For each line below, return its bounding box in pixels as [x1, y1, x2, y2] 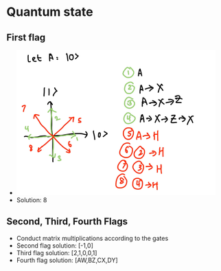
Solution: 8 [16, 196, 47, 204]
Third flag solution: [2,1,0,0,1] [16, 248, 97, 257]
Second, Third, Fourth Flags [6, 216, 128, 228]
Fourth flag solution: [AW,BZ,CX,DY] [16, 256, 118, 264]
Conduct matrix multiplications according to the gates [16, 234, 169, 242]
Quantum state [6, 4, 93, 20]
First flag [6, 32, 46, 43]
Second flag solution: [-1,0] [16, 241, 93, 250]
